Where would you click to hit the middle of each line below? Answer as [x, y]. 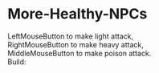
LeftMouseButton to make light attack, [71, 36]
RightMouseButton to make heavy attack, [75, 44]
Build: [17, 62]
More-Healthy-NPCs [77, 14]
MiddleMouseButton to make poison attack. [79, 53]
